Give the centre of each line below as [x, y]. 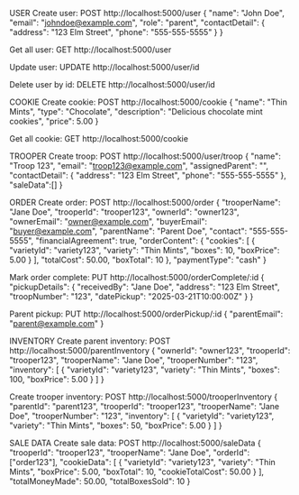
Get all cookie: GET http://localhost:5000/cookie [99, 138]
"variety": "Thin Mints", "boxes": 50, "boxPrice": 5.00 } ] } [116, 426]
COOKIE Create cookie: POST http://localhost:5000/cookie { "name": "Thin [149, 102]
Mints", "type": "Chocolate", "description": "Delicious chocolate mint [136, 111]
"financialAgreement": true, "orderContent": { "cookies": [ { [145, 241]
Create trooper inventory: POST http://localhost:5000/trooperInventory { [143, 397]
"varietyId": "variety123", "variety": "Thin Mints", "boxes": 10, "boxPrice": [145, 250]
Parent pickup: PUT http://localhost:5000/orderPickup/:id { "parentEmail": [146, 314]
